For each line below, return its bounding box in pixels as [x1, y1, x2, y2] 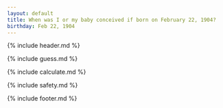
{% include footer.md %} [7, 94, 78, 103]
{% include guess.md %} [7, 55, 78, 63]
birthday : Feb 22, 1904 [7, 23, 75, 29]
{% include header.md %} [7, 42, 80, 50]
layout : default [7, 10, 54, 17]
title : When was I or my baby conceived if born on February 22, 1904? [7, 16, 216, 23]
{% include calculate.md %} [7, 68, 86, 76]
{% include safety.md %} [7, 81, 78, 90]
